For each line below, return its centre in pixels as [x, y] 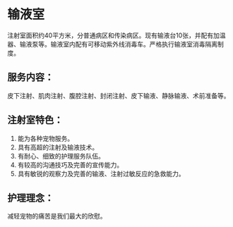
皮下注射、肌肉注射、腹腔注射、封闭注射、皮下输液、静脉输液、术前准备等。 [119, 95]
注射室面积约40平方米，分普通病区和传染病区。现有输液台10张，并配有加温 [116, 35]
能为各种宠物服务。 [46, 138]
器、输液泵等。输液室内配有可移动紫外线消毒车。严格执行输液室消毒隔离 [112, 44]
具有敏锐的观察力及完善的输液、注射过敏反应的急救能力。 [101, 173]
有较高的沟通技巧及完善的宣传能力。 [70, 165]
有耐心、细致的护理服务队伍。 [61, 156]
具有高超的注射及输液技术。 [58, 147]
